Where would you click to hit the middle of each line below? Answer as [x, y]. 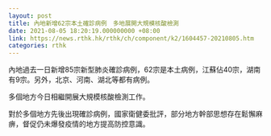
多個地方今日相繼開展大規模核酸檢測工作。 [79, 97]
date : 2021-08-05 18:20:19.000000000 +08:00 [84, 31]
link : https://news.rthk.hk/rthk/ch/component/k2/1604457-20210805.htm [131, 38]
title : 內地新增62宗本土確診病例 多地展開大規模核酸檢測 [94, 23]
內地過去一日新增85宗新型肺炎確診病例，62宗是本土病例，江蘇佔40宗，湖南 [135, 70]
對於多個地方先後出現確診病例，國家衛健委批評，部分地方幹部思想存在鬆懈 [132, 114]
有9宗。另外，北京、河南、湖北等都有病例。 [81, 80]
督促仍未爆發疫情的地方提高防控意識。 [86, 124]
